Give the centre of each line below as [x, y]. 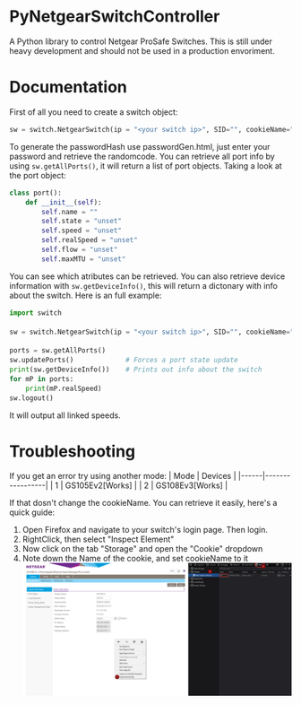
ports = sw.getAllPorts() [57, 351]
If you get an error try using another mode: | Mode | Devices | [123, 476]
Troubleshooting [73, 451]
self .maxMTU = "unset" [84, 259]
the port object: [38, 175]
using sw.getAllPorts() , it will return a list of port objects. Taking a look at [146, 165]
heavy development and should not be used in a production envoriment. [142, 50]
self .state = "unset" [82, 222]
